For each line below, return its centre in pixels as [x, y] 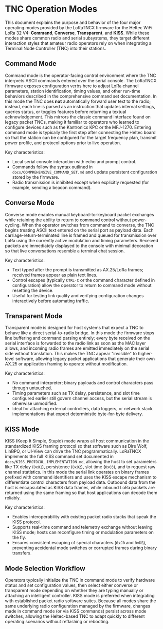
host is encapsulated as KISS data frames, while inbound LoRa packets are [80, 488]
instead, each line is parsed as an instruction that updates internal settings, [80, 106]
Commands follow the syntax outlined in [52, 167]
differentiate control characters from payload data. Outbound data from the [80, 482]
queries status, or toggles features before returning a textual [66, 112]
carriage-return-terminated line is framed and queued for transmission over [81, 235]
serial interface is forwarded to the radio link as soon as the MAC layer [75, 343]
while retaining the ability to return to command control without [68, 220]
